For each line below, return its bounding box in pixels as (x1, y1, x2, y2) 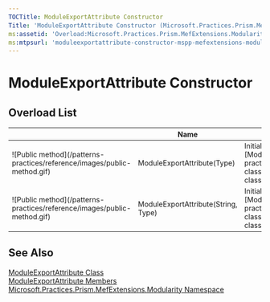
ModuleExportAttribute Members (8, 275, 117, 285)
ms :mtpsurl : (8, 39, 48, 47)
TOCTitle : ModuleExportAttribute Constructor (8, 13, 163, 21)
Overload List (8, 105, 77, 120)
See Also (8, 246, 54, 260)
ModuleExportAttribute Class (8, 267, 104, 277)
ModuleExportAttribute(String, (137, 199, 238, 209)
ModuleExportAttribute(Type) (137, 158, 235, 168)
